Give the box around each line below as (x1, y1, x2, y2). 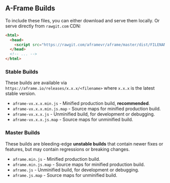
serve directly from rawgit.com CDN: (5, 23, 81, 29)
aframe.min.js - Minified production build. (12, 156, 100, 162)
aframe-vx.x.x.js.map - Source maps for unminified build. (12, 117, 133, 123)
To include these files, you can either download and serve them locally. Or (5, 17, 160, 23)
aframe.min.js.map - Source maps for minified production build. (12, 161, 145, 167)
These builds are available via (5, 80, 67, 86)
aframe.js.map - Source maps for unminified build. (12, 172, 117, 178)
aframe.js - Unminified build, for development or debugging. (12, 167, 139, 173)
